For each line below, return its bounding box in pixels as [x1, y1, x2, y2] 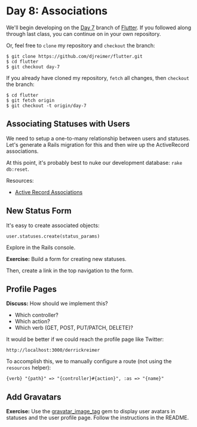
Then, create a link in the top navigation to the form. [6, 267, 134, 274]
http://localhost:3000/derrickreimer [6, 348, 100, 354]
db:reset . [6, 165, 30, 173]
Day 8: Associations [6, 4, 108, 18]
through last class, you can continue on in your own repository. [6, 30, 161, 37]
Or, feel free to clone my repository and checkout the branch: [6, 42, 155, 49]
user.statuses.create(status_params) [6, 233, 100, 239]
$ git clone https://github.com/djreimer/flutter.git [6, 53, 143, 59]
